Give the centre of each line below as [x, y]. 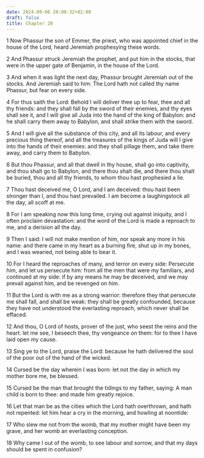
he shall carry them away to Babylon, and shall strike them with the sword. [100, 122]
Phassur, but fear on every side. [46, 90]
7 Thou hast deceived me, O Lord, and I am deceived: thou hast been [93, 189]
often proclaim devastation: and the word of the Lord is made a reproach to [101, 221]
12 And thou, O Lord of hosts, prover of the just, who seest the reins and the [102, 327]
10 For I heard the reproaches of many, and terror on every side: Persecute [100, 264]
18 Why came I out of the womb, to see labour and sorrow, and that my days [102, 443]
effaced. [17, 314]
